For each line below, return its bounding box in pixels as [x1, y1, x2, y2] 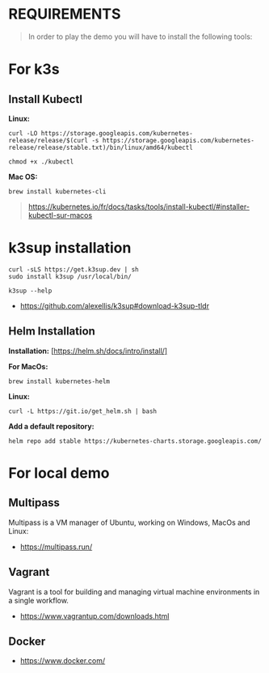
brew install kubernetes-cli [8, 187, 107, 195]
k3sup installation [8, 239, 132, 258]
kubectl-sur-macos [27, 210, 93, 219]
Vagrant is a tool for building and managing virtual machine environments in [8, 586, 260, 596]
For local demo [8, 463, 110, 482]
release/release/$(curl [8, 136, 89, 144]
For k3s [8, 60, 60, 79]
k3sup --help [8, 287, 53, 295]
